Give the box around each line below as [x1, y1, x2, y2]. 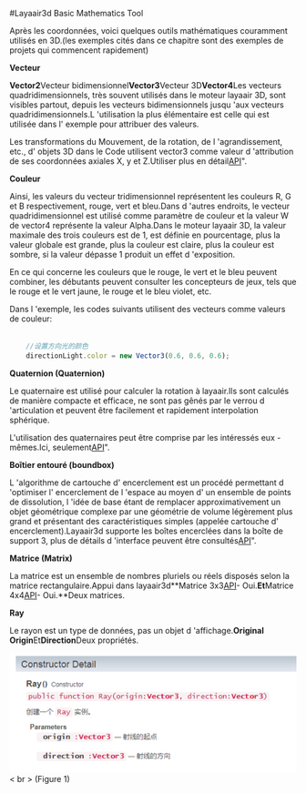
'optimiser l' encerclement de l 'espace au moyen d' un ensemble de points [9, 486, 291, 497]
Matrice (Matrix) [9, 553, 73, 564]
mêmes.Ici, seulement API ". [9, 442, 110, 452]
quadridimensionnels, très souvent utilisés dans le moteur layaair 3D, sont [9, 90, 287, 100]
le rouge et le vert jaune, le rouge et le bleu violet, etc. [9, 286, 212, 297]
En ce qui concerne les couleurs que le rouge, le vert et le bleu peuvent [9, 267, 278, 277]
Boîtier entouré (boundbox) [9, 459, 116, 470]
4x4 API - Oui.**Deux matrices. [9, 589, 126, 600]
